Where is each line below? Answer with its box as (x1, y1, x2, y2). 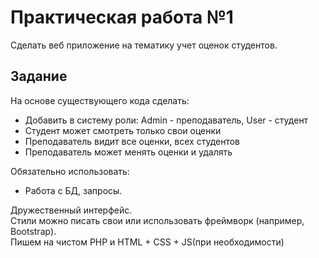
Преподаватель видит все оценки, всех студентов (24, 135, 241, 147)
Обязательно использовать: (10, 165, 130, 177)
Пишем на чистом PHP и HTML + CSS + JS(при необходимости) (10, 236, 285, 248)
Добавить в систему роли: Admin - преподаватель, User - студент (24, 114, 309, 126)
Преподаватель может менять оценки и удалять (24, 146, 233, 158)
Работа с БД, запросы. (24, 184, 123, 196)
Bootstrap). (10, 225, 57, 237)
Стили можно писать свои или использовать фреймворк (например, (10, 214, 305, 226)
